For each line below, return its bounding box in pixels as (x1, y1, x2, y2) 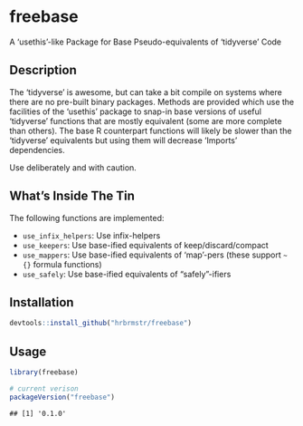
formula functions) (33, 258, 102, 269)
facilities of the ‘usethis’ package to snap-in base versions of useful (9, 106, 262, 117)
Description (9, 63, 77, 78)
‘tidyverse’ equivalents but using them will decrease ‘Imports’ (9, 134, 238, 146)
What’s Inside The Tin (9, 189, 136, 204)
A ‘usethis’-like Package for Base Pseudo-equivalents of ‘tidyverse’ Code (9, 36, 282, 47)
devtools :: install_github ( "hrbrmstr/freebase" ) (9, 319, 193, 328)
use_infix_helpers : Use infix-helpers (22, 229, 161, 241)
